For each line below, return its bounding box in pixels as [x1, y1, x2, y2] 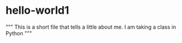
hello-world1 [5, 4, 69, 17]
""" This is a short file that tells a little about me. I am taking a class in [5, 23, 176, 30]
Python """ [5, 29, 32, 36]
